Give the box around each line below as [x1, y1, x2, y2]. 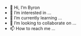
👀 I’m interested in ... [9, 10, 52, 16]
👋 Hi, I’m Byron [9, 5, 40, 10]
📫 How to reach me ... [9, 26, 55, 31]
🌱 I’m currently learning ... [9, 15, 62, 20]
